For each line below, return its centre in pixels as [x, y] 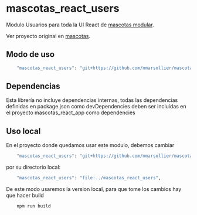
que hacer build [25, 195]
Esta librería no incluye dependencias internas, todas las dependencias [92, 100]
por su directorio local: [33, 167]
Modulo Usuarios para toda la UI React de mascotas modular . [80, 25]
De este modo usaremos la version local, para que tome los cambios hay [94, 189]
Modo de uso [30, 54]
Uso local [23, 131]
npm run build [34, 206]
